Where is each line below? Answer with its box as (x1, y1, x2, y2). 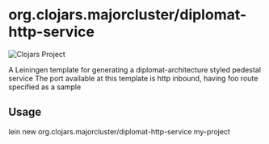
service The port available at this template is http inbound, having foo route (8, 73, 258, 83)
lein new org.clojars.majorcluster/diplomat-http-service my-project (8, 126, 230, 136)
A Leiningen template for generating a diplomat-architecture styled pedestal (8, 64, 261, 74)
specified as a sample (8, 82, 82, 92)
